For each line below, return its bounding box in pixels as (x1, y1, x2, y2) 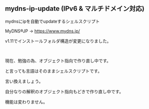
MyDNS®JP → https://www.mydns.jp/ (5, 28, 80, 34)
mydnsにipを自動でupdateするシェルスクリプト (5, 18, 100, 24)
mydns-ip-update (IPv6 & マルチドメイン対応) (5, 4, 145, 13)
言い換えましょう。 (5, 78, 44, 84)
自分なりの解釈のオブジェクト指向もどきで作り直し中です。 (5, 89, 124, 94)
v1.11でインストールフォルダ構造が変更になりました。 (5, 38, 112, 44)
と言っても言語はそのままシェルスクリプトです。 (5, 68, 102, 74)
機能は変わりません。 (5, 99, 48, 105)
